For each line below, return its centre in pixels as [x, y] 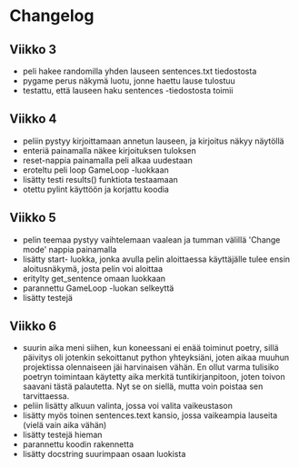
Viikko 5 [33, 218]
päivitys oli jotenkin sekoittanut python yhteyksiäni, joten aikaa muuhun [156, 358]
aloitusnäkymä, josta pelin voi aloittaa [93, 268]
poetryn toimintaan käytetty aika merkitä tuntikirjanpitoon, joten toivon [154, 377]
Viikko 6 [33, 327]
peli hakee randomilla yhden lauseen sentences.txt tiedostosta [140, 71]
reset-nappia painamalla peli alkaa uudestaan [107, 160]
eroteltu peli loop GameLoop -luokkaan [96, 170]
